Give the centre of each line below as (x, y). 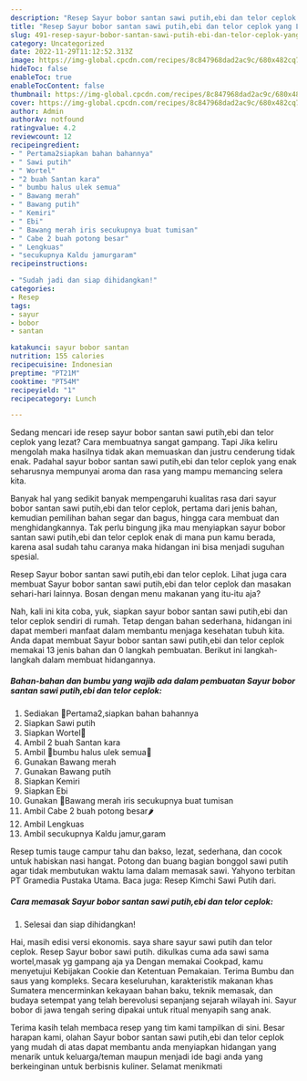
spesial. (25, 556)
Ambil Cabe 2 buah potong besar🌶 (88, 811)
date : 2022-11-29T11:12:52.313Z (72, 52)
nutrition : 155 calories (57, 357)
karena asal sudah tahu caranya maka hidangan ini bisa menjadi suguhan (148, 547)
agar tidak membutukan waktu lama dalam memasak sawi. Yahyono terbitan (153, 871)
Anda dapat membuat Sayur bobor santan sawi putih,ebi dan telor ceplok (148, 640)
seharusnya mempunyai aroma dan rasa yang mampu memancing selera (147, 472)
